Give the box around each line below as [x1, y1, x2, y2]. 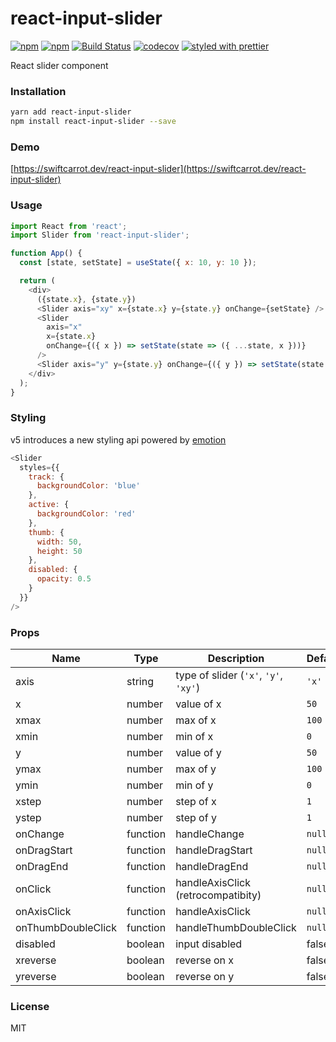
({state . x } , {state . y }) [36, 294, 137, 304]
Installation [10, 84, 67, 98]
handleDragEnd [175, 859, 249, 873]
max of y [175, 762, 217, 776]
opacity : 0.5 [36, 574, 92, 584]
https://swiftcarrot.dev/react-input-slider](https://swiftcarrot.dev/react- [13, 163, 307, 175]
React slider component [10, 59, 109, 71]
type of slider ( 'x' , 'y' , [175, 668, 283, 682]
